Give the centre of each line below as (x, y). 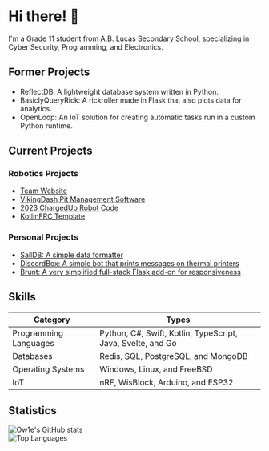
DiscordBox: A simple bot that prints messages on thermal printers (129, 263)
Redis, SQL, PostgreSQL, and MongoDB (174, 356)
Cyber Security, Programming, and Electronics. (86, 46)
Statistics (33, 411)
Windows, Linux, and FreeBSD (156, 369)
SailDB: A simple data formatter (72, 255)
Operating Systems (48, 369)
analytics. (36, 108)
